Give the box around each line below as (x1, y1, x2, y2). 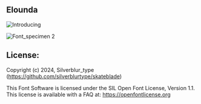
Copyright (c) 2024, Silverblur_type (6, 66, 94, 73)
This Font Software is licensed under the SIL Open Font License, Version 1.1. (6, 84, 196, 91)
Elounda (6, 5, 38, 15)
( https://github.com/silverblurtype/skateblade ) (6, 73, 122, 80)
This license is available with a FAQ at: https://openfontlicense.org (6, 91, 171, 98)
